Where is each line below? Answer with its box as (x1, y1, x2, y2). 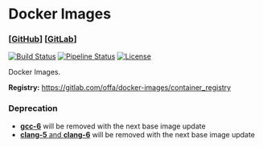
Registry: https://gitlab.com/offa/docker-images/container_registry (8, 83, 232, 92)
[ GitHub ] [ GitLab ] (8, 34, 77, 45)
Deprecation (8, 103, 58, 114)
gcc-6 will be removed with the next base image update (19, 121, 207, 131)
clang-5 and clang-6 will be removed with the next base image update (19, 129, 256, 139)
